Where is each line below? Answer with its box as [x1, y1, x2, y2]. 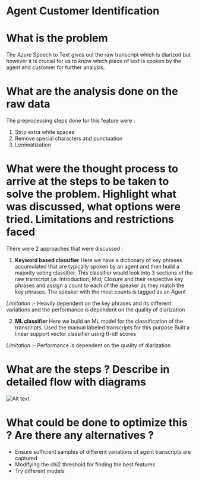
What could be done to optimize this [6, 416, 188, 429]
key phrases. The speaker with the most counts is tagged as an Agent [14, 288, 186, 295]
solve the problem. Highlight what [6, 188, 177, 201]
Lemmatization [14, 141, 52, 148]
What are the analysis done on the [6, 85, 178, 98]
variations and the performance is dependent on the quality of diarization [6, 306, 185, 313]
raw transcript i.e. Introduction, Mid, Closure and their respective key [14, 276, 184, 282]
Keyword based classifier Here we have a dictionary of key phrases [14, 257, 182, 263]
